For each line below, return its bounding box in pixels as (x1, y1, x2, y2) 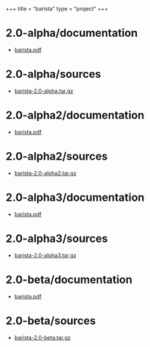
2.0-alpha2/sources (5, 150, 108, 163)
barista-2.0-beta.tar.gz (14, 334, 71, 341)
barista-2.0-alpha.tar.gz (14, 87, 73, 94)
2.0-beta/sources (5, 314, 96, 328)
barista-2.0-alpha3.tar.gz (14, 252, 77, 259)
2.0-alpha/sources (5, 68, 101, 81)
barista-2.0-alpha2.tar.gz (14, 169, 77, 177)
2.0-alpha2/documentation (5, 109, 145, 123)
